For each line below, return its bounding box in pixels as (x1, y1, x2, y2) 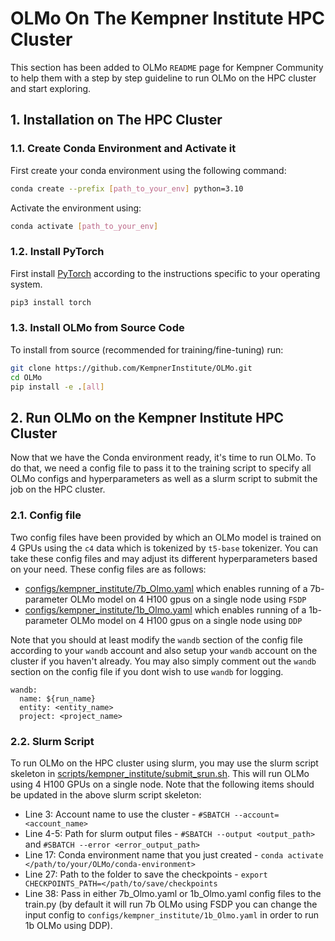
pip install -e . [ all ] (10, 382, 105, 392)
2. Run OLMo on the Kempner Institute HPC (10, 409, 285, 426)
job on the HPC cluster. (10, 483, 106, 496)
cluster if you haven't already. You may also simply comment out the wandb (10, 655, 317, 667)
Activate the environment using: (10, 202, 142, 214)
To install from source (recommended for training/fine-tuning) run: (10, 343, 284, 356)
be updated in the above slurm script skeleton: (10, 788, 202, 801)
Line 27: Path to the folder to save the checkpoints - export (24, 868, 268, 880)
